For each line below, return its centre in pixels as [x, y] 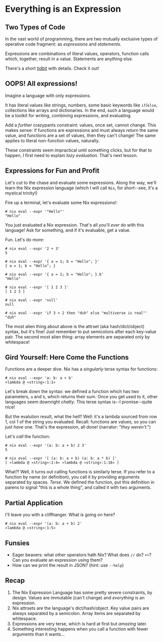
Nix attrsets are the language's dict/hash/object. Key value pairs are [81, 608]
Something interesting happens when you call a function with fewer [80, 629]
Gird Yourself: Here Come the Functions [67, 357]
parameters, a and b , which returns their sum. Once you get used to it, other [81, 397]
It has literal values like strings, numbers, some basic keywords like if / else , [81, 105]
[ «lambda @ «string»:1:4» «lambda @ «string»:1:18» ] [62, 463]
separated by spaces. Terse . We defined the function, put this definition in [80, 482]
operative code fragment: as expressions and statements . [63, 44]
